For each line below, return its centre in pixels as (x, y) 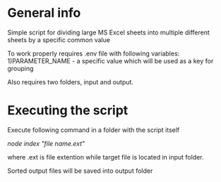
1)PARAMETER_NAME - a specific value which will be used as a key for (110, 60)
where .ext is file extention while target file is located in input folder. (106, 157)
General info (44, 13)
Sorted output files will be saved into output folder (80, 171)
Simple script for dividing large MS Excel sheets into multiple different (109, 32)
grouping (20, 68)
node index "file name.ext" (46, 143)
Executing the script (68, 111)
